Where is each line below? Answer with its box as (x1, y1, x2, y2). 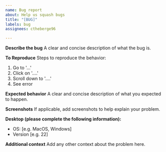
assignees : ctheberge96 (5, 27, 56, 32)
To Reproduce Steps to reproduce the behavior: (5, 55, 106, 61)
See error (12, 81, 33, 87)
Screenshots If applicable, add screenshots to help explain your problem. (5, 106, 160, 112)
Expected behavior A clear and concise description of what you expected (5, 91, 161, 97)
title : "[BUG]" (5, 17, 38, 22)
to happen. (5, 96, 28, 103)
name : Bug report (5, 7, 42, 13)
